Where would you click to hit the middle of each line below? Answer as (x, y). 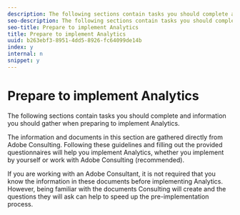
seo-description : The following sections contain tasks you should (110, 21)
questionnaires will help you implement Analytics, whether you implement (116, 152)
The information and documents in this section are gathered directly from (115, 137)
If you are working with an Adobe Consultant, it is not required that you (112, 174)
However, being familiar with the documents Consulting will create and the (117, 189)
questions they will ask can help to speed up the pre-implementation (108, 196)
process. (20, 204)
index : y (20, 47)
